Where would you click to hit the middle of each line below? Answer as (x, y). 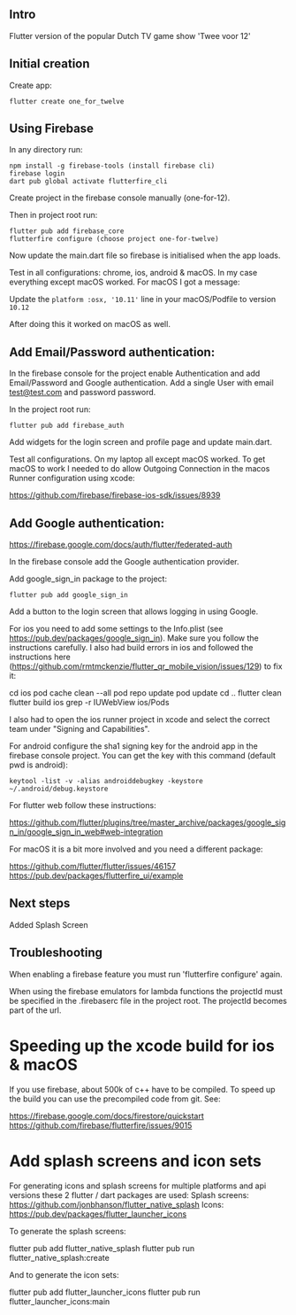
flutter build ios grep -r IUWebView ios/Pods (89, 703)
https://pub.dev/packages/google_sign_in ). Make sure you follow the (134, 638)
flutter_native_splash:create (60, 1257)
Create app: (31, 85)
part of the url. (35, 1010)
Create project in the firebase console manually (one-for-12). (120, 198)
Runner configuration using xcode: (72, 479)
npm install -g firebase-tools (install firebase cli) (112, 166)
